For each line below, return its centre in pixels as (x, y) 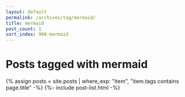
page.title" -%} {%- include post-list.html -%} (63, 88)
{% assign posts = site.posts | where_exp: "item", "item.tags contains (92, 81)
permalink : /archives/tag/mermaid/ (51, 18)
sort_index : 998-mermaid (37, 35)
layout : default (26, 12)
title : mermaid (25, 23)
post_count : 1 (24, 29)
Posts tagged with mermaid (77, 65)
